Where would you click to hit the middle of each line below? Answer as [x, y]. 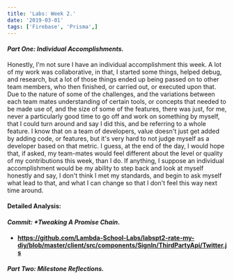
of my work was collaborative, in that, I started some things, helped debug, [115, 72]
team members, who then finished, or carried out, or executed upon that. [112, 86]
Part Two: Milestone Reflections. [56, 268]
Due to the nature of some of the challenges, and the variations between [111, 94]
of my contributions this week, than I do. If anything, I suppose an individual [116, 160]
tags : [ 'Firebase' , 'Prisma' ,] [53, 26]
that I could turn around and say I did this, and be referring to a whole [107, 123]
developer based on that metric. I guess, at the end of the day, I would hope [116, 146]
